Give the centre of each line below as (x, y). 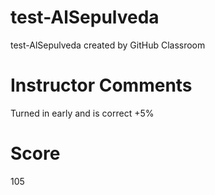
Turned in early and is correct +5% (82, 113)
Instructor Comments (101, 85)
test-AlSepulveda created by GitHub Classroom (108, 45)
